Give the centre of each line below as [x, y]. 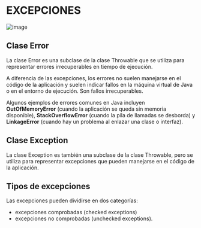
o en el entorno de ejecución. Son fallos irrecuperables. [75, 91]
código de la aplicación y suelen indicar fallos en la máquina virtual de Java [100, 84]
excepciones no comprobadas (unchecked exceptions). [84, 218]
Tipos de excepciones [48, 186]
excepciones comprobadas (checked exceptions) [76, 212]
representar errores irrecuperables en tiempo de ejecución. [79, 66]
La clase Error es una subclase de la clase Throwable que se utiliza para [95, 60]
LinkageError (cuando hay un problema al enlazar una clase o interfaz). [94, 121]
